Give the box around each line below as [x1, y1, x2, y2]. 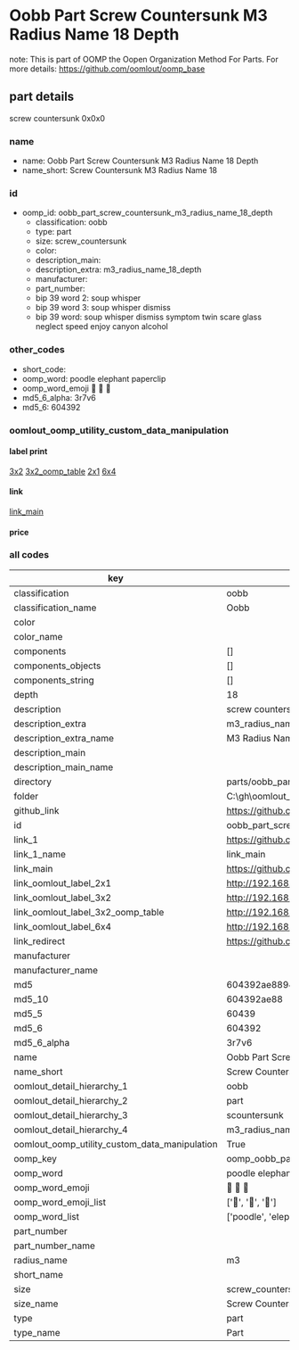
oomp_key [13, 1152, 58, 1164]
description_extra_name [13, 732, 114, 744]
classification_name [13, 601, 97, 614]
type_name [13, 1326, 61, 1338]
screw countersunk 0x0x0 [9, 112, 105, 123]
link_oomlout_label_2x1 [13, 876, 112, 889]
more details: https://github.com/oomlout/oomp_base [9, 63, 206, 74]
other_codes [9, 344, 65, 356]
